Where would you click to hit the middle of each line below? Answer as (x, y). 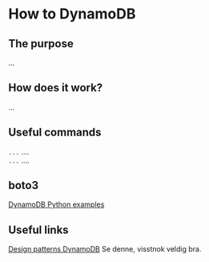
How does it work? (56, 88)
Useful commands (55, 133)
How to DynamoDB (72, 14)
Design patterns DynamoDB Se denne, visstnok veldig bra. (105, 249)
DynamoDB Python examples (56, 204)
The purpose (41, 44)
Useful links (39, 230)
